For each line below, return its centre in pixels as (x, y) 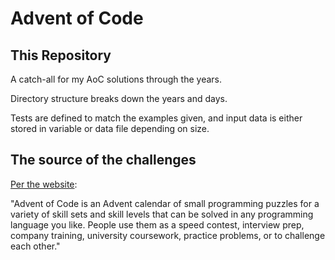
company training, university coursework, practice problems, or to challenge (168, 235)
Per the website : (44, 184)
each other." (35, 246)
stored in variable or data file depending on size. (110, 128)
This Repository (61, 55)
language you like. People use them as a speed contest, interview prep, (157, 224)
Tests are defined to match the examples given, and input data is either (156, 118)
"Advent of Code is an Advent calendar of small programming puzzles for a (165, 203)
